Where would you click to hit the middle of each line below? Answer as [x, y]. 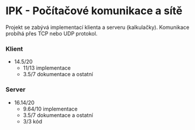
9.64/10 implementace [50, 109]
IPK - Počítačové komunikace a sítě [94, 11]
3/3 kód [33, 121]
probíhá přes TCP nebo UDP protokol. [52, 33]
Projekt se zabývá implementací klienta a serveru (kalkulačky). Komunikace [97, 27]
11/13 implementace [47, 68]
